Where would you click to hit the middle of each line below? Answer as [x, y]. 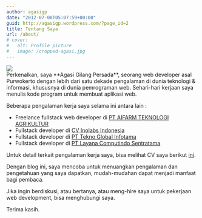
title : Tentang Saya [32, 29]
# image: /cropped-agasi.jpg [46, 51]
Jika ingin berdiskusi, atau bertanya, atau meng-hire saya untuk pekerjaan [99, 191]
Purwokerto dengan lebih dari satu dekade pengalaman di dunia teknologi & [101, 81]
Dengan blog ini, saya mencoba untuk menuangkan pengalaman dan [92, 167]
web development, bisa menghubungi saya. [61, 197]
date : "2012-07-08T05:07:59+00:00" [51, 18]
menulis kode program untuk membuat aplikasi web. [72, 94]
